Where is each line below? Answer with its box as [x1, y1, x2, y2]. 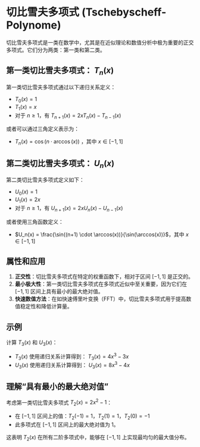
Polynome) [6, 18, 61, 32]
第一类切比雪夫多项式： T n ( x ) [6, 65, 114, 77]
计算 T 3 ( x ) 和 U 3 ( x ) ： [6, 339, 58, 347]
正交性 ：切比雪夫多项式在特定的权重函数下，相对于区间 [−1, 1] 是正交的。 [14, 273, 193, 280]
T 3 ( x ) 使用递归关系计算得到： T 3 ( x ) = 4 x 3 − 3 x [14, 352, 129, 361]
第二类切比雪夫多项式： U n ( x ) [6, 158, 115, 170]
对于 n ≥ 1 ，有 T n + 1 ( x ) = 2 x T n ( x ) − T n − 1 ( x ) [14, 111, 121, 120]
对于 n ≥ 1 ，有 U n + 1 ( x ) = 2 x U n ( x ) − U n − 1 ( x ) [14, 204, 123, 213]
